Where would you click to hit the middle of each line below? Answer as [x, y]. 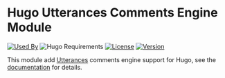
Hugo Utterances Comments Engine [112, 13]
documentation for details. [45, 67]
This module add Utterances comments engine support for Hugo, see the [112, 59]
